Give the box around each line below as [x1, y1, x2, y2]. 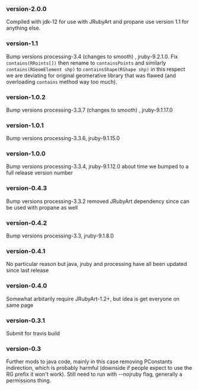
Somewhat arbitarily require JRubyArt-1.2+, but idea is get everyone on [6, 295, 180, 302]
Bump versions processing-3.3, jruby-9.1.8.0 [6, 232, 114, 239]
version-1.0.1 [6, 121, 44, 129]
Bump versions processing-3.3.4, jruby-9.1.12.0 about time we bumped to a [6, 163, 189, 170]
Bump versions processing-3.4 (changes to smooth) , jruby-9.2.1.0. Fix [6, 53, 178, 60]
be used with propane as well [6, 204, 78, 211]
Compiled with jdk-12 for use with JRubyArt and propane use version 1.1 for [6, 18, 189, 26]
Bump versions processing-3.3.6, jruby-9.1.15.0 [6, 135, 120, 142]
